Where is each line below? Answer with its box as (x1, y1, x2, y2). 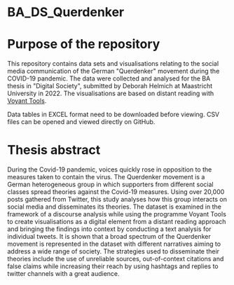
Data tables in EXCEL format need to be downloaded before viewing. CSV (7, 110, 220, 119)
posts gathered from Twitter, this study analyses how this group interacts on (7, 195, 228, 204)
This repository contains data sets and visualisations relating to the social (7, 60, 219, 68)
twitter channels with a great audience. (7, 270, 121, 278)
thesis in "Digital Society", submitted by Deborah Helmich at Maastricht (7, 82, 213, 90)
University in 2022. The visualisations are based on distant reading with (7, 89, 214, 98)
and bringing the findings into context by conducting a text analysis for (7, 225, 212, 233)
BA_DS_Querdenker (7, 4, 125, 20)
